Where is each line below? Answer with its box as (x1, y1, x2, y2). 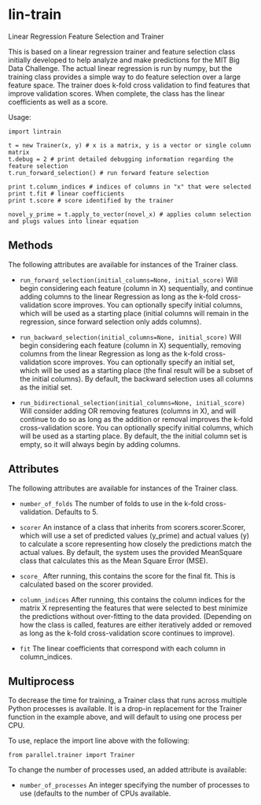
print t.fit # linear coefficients (8, 189, 125, 198)
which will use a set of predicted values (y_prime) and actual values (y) (19, 531, 250, 540)
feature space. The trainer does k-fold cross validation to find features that (8, 80, 250, 90)
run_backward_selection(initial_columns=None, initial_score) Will (19, 332, 242, 341)
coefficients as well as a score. (8, 97, 108, 106)
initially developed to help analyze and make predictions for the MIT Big (8, 55, 240, 65)
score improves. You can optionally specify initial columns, (53, 300, 243, 309)
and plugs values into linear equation (8, 217, 139, 225)
